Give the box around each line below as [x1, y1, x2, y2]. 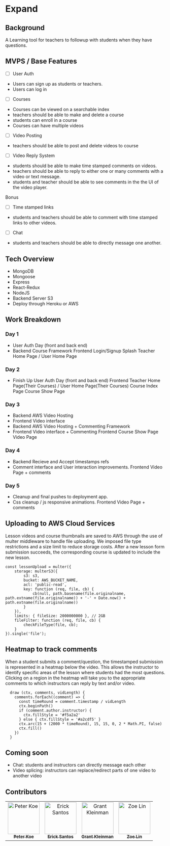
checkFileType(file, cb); [23, 622, 79, 627]
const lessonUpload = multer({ [5, 564, 72, 569]
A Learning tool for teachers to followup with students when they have [5, 37, 152, 43]
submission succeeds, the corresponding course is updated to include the [5, 549, 161, 555]
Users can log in [12, 86, 47, 92]
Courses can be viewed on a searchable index [12, 106, 110, 112]
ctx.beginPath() [18, 703, 53, 708]
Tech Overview [5, 254, 54, 263]
